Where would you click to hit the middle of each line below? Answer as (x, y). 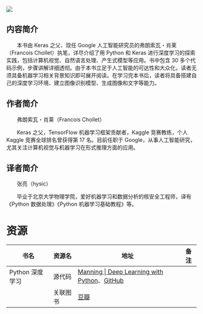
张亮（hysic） (34, 184)
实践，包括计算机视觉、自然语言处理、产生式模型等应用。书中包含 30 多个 (98, 60)
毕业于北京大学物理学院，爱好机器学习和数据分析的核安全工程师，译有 (104, 197)
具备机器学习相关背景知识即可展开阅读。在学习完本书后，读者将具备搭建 (101, 75)
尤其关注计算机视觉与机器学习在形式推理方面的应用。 (72, 147)
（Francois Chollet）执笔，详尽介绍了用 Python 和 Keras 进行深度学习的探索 (101, 53)
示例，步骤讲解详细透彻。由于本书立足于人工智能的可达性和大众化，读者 (101, 68)
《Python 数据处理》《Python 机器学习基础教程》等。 (72, 204)
